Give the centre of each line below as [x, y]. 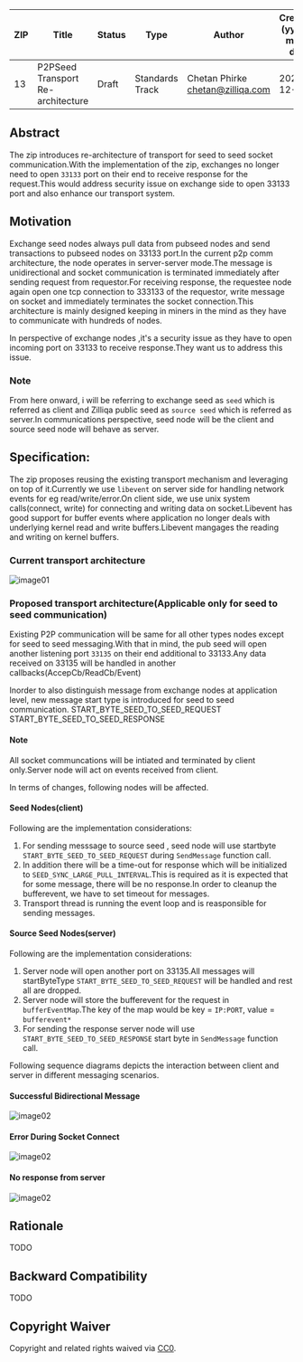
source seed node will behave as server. [84, 429]
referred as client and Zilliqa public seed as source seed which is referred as [151, 410]
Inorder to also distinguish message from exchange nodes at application [143, 690]
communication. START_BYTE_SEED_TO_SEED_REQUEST [116, 710]
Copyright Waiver [60, 1326]
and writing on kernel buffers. [64, 536]
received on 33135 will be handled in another [93, 663]
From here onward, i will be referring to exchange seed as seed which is [142, 400]
